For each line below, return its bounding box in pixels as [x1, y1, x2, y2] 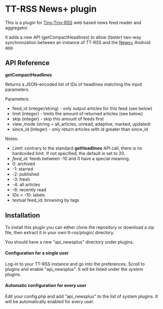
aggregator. [5, 24, 28, 30]
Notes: [5, 135, 19, 141]
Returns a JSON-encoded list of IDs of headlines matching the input [5, 81, 142, 87]
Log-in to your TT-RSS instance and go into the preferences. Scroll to [5, 261, 145, 267]
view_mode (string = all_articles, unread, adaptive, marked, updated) [12, 121, 151, 127]
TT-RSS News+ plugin [5, 3, 97, 15]
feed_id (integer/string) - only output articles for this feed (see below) [12, 105, 153, 111]
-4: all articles [12, 181, 41, 187]
